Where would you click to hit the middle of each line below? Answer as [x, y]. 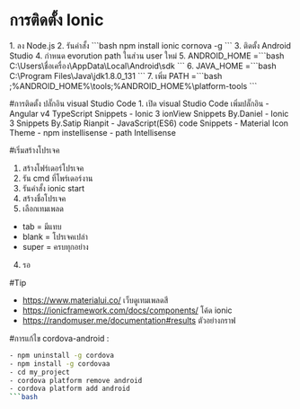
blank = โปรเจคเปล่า [55, 236]
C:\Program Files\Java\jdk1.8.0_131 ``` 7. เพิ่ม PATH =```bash [116, 76]
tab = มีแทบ [42, 227]
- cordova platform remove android [76, 380]
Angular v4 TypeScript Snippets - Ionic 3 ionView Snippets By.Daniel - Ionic [149, 113]
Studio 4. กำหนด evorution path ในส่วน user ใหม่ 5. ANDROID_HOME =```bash [147, 56]
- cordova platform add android [70, 389]
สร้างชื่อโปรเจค [44, 198]
